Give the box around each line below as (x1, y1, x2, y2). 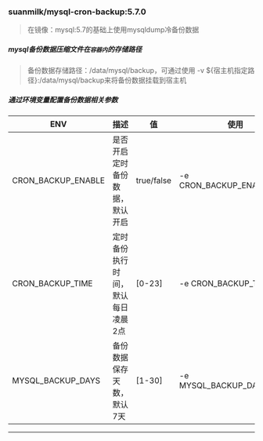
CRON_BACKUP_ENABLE (12, 175, 106, 186)
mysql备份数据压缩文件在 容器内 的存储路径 (8, 44, 142, 53)
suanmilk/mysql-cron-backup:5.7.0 (8, 6, 146, 17)
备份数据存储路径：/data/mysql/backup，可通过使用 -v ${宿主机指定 (27, 66, 248, 75)
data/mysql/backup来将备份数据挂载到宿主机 (41, 75, 187, 85)
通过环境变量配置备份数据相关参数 (8, 95, 118, 104)
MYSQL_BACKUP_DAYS (12, 375, 101, 386)
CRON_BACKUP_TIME (12, 278, 93, 289)
